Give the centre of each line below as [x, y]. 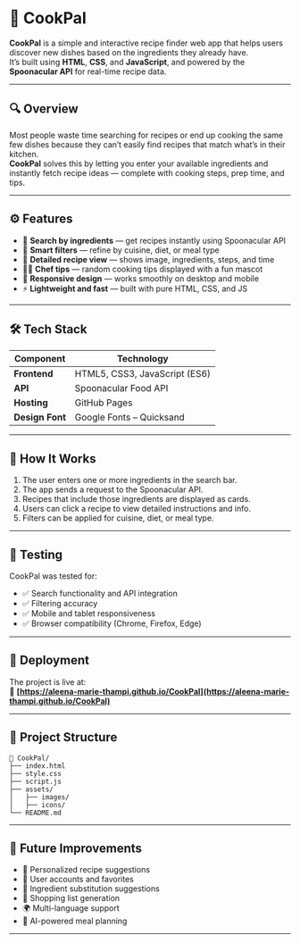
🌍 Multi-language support [71, 908]
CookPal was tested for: [54, 576]
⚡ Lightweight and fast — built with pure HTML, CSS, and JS [135, 288]
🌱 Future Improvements [76, 849]
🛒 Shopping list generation [71, 898]
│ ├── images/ [39, 797]
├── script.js [36, 781]
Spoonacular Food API [121, 388]
